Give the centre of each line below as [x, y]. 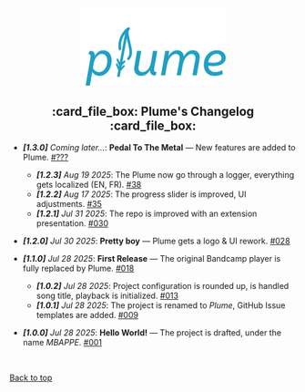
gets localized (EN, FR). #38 [89, 185]
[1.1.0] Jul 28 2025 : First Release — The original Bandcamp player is [152, 259]
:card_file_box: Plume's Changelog [153, 111]
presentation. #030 [72, 223]
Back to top [31, 378]
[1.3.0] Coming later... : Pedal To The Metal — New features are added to [159, 148]
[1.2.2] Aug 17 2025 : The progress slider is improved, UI [141, 194]
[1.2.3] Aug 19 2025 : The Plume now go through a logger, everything [165, 175]
